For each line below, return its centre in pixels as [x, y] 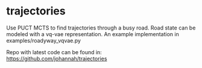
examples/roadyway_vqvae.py [44, 40]
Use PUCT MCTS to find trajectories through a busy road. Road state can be [101, 28]
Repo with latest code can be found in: [54, 52]
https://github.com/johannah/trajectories [57, 58]
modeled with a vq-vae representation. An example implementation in [93, 34]
